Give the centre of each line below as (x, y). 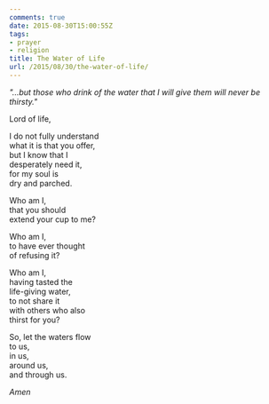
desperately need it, (46, 164)
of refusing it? (35, 255)
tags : (19, 34)
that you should (38, 210)
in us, (19, 355)
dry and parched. (41, 183)
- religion (29, 51)
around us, (29, 365)
